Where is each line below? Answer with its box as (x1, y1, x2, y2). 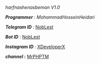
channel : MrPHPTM (5, 53, 49, 59)
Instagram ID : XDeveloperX (5, 44, 66, 50)
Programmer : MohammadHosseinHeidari (5, 14, 95, 20)
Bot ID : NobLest (5, 34, 40, 40)
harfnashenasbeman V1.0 (5, 5, 61, 10)
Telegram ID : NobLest (5, 24, 54, 30)
